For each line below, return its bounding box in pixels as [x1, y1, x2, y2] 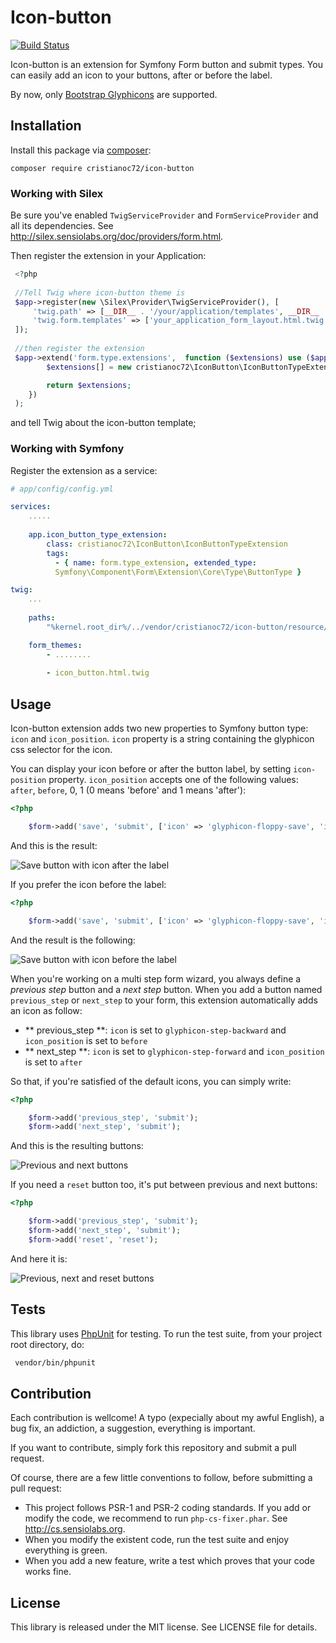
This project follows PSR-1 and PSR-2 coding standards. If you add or [24, 1502, 312, 1514]
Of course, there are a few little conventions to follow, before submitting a [10, 1472, 313, 1484]
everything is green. [24, 1544, 108, 1556]
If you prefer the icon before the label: [10, 878, 167, 890]
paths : [28, 613, 56, 623]
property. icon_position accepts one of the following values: [48, 774, 299, 786]
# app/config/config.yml [10, 484, 114, 494]
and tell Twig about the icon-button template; [10, 417, 197, 429]
